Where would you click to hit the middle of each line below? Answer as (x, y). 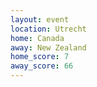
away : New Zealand (48, 47)
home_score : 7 (40, 57)
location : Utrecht (48, 29)
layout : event (40, 19)
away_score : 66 (42, 66)
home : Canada (37, 38)
